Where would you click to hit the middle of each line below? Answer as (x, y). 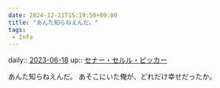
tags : (17, 30)
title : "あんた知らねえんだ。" (53, 23)
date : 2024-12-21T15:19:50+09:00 (63, 15)
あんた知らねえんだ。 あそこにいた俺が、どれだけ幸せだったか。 (112, 77)
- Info (22, 37)
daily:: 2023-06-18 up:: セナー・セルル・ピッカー (88, 60)
